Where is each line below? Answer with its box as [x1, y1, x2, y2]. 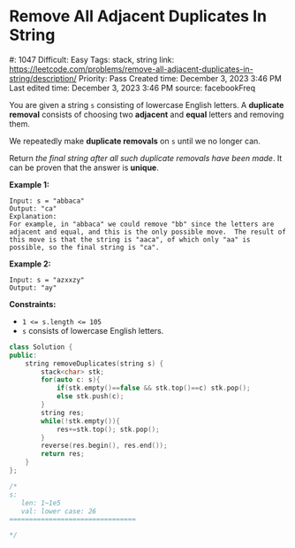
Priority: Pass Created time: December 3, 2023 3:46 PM [78, 73, 283, 83]
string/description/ [9, 73, 77, 83]
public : [9, 351, 38, 359]
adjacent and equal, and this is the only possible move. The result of [9, 228, 287, 236]
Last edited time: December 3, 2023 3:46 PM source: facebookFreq [9, 82, 256, 93]
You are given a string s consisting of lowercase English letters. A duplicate [9, 99, 284, 110]
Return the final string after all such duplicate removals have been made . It [9, 152, 283, 163]
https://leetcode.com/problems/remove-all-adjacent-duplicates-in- [9, 64, 253, 74]
